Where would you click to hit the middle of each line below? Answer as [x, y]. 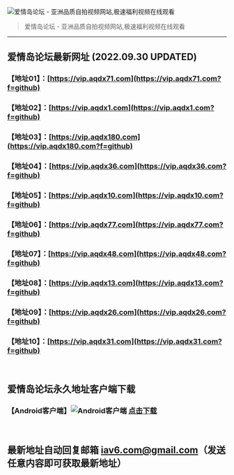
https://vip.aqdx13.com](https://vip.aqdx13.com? [138, 282]
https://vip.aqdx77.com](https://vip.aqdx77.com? [138, 225]
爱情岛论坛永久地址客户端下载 [71, 390]
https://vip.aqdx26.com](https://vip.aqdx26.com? [139, 312]
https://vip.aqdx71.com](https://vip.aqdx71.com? [135, 79]
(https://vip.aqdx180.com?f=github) [70, 146]
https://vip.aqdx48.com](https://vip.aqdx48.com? [139, 253]
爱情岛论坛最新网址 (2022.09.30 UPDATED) [102, 57]
